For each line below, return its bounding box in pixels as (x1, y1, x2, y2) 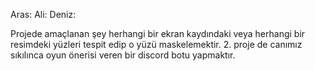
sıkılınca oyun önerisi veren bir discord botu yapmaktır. (10, 49, 236, 61)
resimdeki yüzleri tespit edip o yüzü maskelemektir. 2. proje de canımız (10, 39, 303, 50)
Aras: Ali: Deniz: (10, 9, 77, 20)
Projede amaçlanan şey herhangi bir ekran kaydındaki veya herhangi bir (10, 28, 306, 39)
